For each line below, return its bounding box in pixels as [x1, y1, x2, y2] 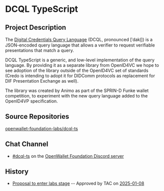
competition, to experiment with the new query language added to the [5, 93, 148, 98]
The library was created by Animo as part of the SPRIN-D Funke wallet [5, 88, 149, 94]
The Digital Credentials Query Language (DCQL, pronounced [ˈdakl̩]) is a [5, 37, 153, 43]
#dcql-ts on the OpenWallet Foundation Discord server [12, 153, 124, 159]
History [5, 167, 29, 176]
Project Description [5, 23, 66, 32]
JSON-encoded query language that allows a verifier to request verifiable [5, 42, 155, 48]
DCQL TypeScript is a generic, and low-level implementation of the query [5, 57, 155, 63]
